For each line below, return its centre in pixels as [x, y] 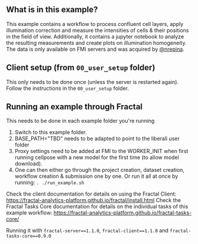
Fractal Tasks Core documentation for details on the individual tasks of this [97, 207]
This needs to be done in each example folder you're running [80, 121]
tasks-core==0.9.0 [29, 236]
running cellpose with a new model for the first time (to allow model [97, 157]
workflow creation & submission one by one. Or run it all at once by [96, 176]
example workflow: [29, 213]
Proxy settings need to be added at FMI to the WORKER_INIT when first [101, 151]
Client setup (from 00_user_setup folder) [81, 68]
